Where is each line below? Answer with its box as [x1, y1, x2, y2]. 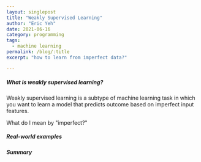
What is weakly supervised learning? [6, 79, 104, 86]
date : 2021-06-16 [6, 26, 51, 32]
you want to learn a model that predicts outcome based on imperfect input [6, 100, 194, 108]
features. [6, 107, 29, 114]
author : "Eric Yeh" [6, 20, 56, 26]
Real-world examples [6, 133, 63, 141]
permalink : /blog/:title [6, 49, 70, 55]
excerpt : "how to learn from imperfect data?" [6, 54, 127, 61]
